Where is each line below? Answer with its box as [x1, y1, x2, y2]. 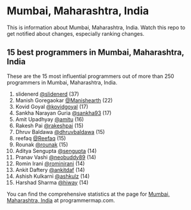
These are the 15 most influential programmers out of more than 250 [7, 73, 174, 80]
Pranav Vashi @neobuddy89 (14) [15, 153, 96, 161]
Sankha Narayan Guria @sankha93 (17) [15, 109, 112, 117]
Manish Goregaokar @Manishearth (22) [15, 96, 113, 104]
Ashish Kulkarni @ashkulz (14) [15, 173, 90, 180]
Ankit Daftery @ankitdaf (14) [15, 166, 85, 173]
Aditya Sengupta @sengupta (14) [15, 147, 97, 154]
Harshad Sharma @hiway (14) [15, 178, 89, 186]
